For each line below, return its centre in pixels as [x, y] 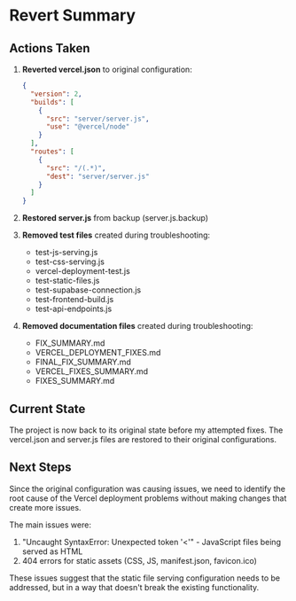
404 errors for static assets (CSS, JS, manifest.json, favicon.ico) [139, 560]
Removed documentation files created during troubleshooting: [137, 326]
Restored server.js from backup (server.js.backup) [115, 218]
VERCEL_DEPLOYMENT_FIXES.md [98, 353]
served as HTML [52, 551]
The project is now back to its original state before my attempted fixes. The [146, 430]
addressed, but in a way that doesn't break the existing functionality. [134, 587]
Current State [47, 409]
